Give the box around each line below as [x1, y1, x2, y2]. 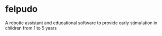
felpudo [5, 3, 38, 15]
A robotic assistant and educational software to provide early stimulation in [5, 20, 158, 26]
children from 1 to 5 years [5, 25, 57, 31]
